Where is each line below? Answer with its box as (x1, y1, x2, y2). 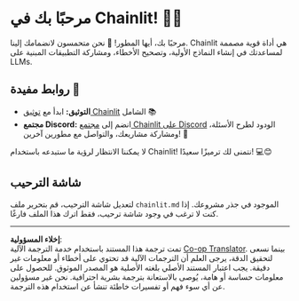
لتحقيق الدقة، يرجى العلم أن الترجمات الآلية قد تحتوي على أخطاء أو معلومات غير (10, 252, 273, 263)
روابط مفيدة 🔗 (10, 82, 81, 97)
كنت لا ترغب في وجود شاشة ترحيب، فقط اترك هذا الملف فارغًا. (10, 208, 219, 218)
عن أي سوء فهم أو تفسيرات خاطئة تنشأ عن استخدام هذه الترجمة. (10, 281, 225, 291)
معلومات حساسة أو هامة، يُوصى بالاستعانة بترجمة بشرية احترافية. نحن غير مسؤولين (10, 271, 284, 282)
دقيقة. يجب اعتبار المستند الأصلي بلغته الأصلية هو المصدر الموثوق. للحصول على (10, 262, 270, 273)
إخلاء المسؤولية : (10, 234, 63, 244)
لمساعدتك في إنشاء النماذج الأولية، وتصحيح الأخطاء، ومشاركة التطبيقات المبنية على (10, 46, 283, 57)
